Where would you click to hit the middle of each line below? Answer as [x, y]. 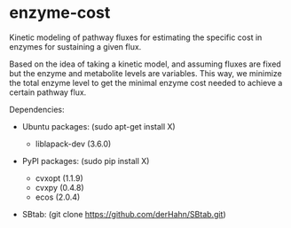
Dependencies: [37, 109]
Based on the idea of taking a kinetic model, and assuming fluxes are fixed [145, 64]
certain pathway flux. [48, 92]
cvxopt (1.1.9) [59, 178]
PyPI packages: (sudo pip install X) [86, 161]
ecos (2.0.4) [58, 197]
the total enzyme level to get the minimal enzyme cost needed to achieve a [146, 83]
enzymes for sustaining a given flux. [75, 46]
